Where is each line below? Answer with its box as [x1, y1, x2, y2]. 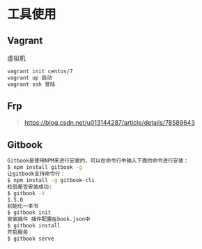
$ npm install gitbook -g [7, 164, 82, 171]
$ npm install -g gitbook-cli [7, 176, 95, 183]
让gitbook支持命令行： [7, 170, 66, 177]
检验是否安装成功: [7, 183, 52, 190]
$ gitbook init [7, 209, 52, 216]
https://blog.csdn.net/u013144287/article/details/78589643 [24, 119, 195, 127]
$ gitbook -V [7, 190, 45, 197]
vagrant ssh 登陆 [7, 81, 56, 88]
